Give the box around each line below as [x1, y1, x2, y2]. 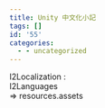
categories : [9, 38, 54, 48]
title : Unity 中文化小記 [9, 13, 97, 22]
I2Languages [9, 81, 59, 92]
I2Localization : [9, 71, 66, 82]
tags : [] [9, 22, 43, 31]
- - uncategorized [17, 47, 88, 56]
